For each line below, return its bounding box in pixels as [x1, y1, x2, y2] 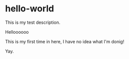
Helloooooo [5, 29, 29, 35]
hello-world [5, 3, 55, 14]
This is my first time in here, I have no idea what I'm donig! [5, 38, 125, 45]
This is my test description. [5, 19, 61, 25]
